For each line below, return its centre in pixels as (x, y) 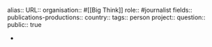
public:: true (24, 25)
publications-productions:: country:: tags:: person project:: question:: (106, 17)
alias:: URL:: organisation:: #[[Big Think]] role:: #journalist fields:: (100, 10)
